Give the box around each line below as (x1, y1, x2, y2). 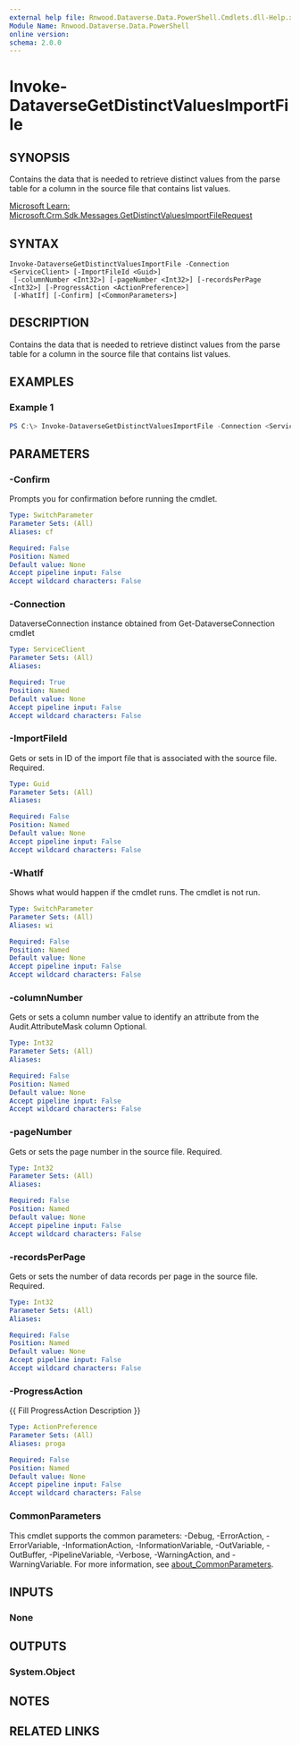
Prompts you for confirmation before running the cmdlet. (9, 494, 218, 504)
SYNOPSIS (9, 149, 71, 165)
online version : (9, 30, 70, 38)
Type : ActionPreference (9, 1423, 98, 1432)
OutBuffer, (9, 1549, 47, 1560)
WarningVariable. (9, 1558, 73, 1570)
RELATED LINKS (9, 1724, 100, 1739)
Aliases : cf (9, 527, 54, 537)
